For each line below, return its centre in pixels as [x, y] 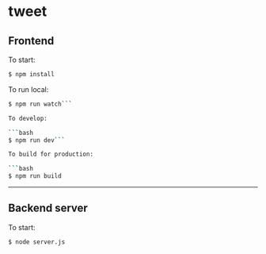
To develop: [28, 118]
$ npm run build [35, 176]
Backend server [48, 208]
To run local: [28, 89]
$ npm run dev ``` [37, 140]
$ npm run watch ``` [40, 104]
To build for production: [51, 154]
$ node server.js [37, 242]
